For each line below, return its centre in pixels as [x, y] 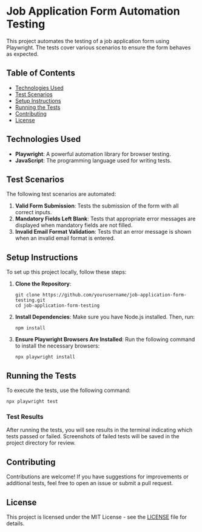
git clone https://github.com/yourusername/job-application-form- [101, 295]
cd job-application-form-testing [57, 306]
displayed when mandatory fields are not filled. [74, 225]
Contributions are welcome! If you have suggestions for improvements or [98, 477]
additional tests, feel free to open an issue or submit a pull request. [90, 483]
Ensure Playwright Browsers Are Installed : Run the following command [105, 340]
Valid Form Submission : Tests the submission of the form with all [97, 206]
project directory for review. [41, 443]
